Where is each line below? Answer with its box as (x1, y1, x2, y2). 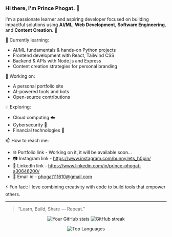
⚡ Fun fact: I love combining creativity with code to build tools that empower (5, 184, 166, 190)
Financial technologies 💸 (12, 127, 65, 134)
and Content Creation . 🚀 (5, 27, 58, 33)
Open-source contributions (12, 94, 71, 100)
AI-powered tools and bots (12, 89, 69, 95)
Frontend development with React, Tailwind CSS (12, 52, 115, 58)
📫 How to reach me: (5, 138, 49, 144)
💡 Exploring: (5, 104, 31, 110)
